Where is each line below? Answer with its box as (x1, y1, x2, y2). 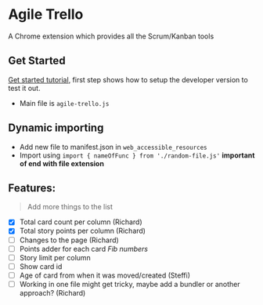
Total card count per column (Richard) (19, 217, 142, 227)
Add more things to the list (27, 202, 113, 212)
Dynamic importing (8, 122, 104, 135)
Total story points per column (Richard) (19, 226, 146, 236)
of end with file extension (19, 158, 104, 168)
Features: (8, 181, 56, 194)
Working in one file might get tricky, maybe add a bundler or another (19, 279, 240, 289)
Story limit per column (19, 252, 92, 262)
